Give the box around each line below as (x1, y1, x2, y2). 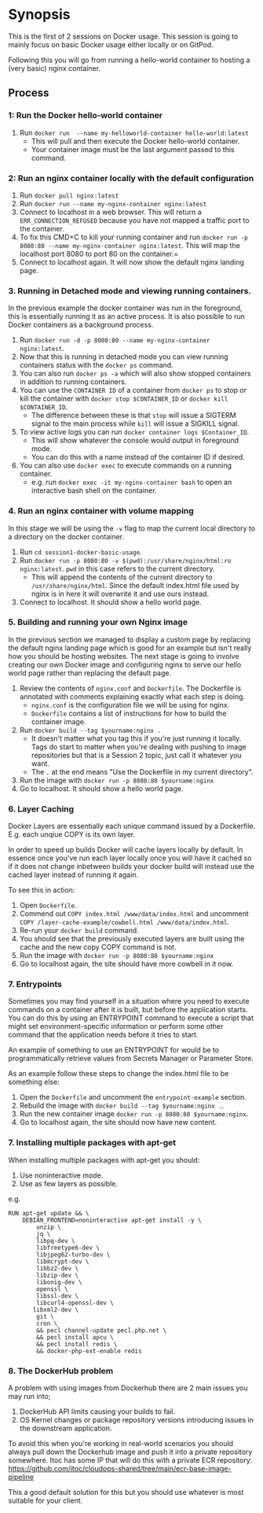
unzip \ (36, 1223, 61, 1231)
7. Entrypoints (8, 978, 63, 990)
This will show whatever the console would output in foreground (31, 435, 239, 446)
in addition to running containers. (19, 377, 127, 387)
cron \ (36, 1319, 58, 1327)
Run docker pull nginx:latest (19, 191, 119, 200)
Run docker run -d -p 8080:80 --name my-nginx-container (19, 335, 210, 345)
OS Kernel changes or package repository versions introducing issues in (19, 1415, 254, 1424)
